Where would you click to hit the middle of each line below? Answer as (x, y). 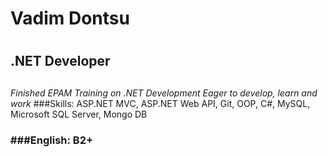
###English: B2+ (52, 140)
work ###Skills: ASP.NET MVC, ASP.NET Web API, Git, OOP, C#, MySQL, (160, 103)
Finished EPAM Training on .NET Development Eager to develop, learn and (164, 93)
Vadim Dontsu (70, 18)
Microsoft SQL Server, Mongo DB (79, 114)
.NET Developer (60, 61)
